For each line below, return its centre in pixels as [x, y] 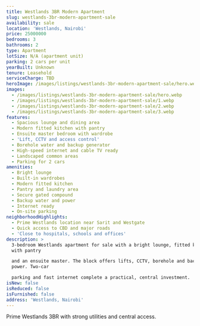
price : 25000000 [26, 34]
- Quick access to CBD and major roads [61, 228]
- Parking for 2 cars [38, 162]
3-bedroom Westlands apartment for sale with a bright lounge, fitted [101, 245]
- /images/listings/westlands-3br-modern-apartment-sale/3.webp [93, 112]
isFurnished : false [30, 294]
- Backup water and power [44, 201]
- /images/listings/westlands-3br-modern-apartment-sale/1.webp [93, 100]
